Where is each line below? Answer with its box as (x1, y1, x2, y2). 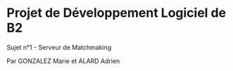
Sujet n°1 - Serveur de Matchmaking (6, 43, 112, 51)
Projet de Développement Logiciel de (6, 5, 227, 21)
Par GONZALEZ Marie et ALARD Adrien (6, 56, 120, 65)
